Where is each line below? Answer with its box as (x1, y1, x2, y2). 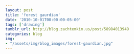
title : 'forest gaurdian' (5, 12, 60, 17)
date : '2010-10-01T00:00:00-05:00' (5, 17, 81, 22)
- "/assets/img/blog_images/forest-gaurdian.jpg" (5, 41, 114, 46)
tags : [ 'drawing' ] (5, 22, 44, 27)
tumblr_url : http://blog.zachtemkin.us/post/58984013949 (5, 27, 129, 32)
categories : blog (5, 31, 42, 37)
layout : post (5, 7, 33, 13)
